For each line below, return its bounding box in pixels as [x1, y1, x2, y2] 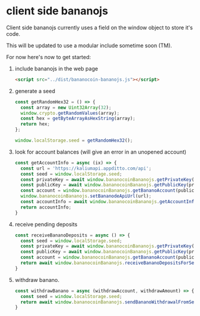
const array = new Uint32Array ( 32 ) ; [20, 105, 112, 111]
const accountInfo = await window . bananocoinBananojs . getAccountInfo [20, 199, 197, 205]
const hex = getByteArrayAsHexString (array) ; [20, 115, 136, 122]
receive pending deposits [14, 220, 78, 228]
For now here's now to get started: [6, 53, 91, 60]
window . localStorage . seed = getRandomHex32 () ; [14, 137, 133, 144]
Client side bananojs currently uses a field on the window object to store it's [6, 24, 193, 31]
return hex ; [20, 121, 50, 127]
